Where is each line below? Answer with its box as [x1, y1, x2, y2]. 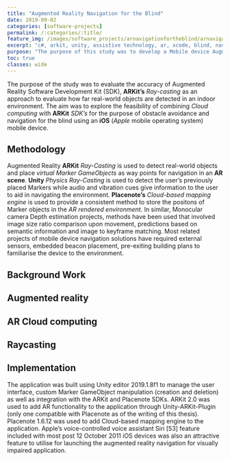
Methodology [7, 143, 66, 155]
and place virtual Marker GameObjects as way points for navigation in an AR [7, 169, 223, 177]
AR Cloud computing [7, 316, 98, 327]
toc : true [7, 55, 36, 62]
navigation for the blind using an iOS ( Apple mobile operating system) [7, 116, 204, 124]
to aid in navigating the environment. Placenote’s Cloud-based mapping [7, 191, 211, 199]
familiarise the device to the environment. [7, 249, 125, 257]
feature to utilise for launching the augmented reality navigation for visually [7, 438, 219, 447]
